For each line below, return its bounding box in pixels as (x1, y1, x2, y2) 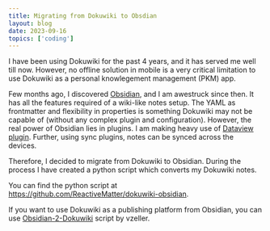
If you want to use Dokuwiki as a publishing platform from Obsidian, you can (8, 205, 263, 215)
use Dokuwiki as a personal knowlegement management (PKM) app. (8, 73, 236, 83)
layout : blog (8, 19, 53, 27)
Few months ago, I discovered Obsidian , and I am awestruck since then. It (8, 90, 255, 99)
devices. (8, 141, 37, 150)
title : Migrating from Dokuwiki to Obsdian (8, 11, 158, 20)
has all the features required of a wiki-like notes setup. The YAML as (8, 98, 236, 107)
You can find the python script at (8, 181, 118, 191)
